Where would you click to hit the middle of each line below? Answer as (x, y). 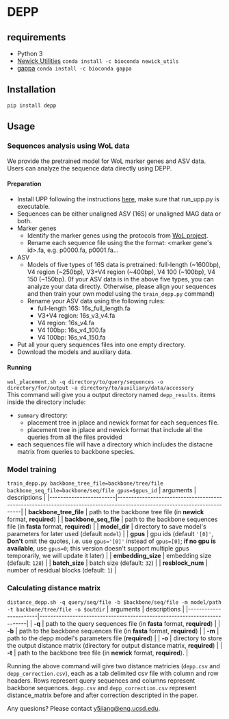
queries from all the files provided (75, 437)
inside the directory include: (46, 402)
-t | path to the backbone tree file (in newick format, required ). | (98, 653)
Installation (31, 90)
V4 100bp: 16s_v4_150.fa (71, 337)
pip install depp (32, 105)
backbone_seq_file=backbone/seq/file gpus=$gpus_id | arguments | (102, 490)
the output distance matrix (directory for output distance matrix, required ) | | (115, 645)
